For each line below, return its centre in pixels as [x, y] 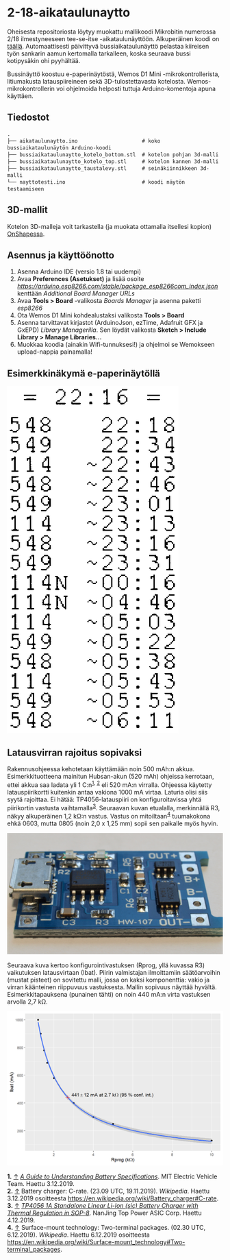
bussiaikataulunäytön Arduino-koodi [59, 148]
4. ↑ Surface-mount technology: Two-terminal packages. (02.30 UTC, [106, 1228]
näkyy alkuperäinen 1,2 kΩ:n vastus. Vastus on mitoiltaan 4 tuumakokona [109, 815]
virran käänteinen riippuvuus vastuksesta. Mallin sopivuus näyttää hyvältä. [112, 987]
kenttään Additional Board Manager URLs [76, 293]
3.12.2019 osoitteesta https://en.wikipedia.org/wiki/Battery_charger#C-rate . [113, 1198]
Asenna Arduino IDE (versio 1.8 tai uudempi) [79, 271]
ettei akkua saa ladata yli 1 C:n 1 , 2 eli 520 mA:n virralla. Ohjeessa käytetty [110, 784]
